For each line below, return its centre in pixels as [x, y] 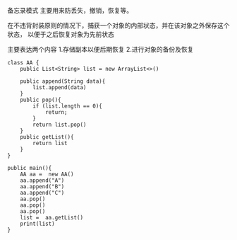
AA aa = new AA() [47, 174]
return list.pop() [60, 125]
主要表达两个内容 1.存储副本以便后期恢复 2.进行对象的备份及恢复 [101, 49]
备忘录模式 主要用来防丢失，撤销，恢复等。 [70, 10]
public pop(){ [41, 100]
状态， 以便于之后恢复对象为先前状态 [61, 34]
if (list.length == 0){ [67, 106]
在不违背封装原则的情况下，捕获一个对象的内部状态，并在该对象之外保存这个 [119, 25]
